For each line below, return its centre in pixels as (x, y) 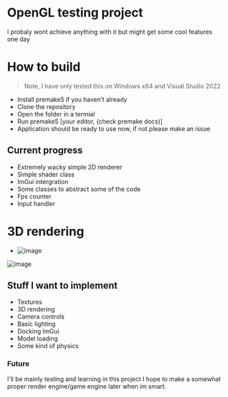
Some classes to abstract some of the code (79, 189)
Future (18, 364)
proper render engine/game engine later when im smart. (87, 386)
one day (19, 39)
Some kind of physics (48, 346)
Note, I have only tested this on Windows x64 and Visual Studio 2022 (122, 86)
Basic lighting (37, 324)
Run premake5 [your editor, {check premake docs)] (90, 121)
